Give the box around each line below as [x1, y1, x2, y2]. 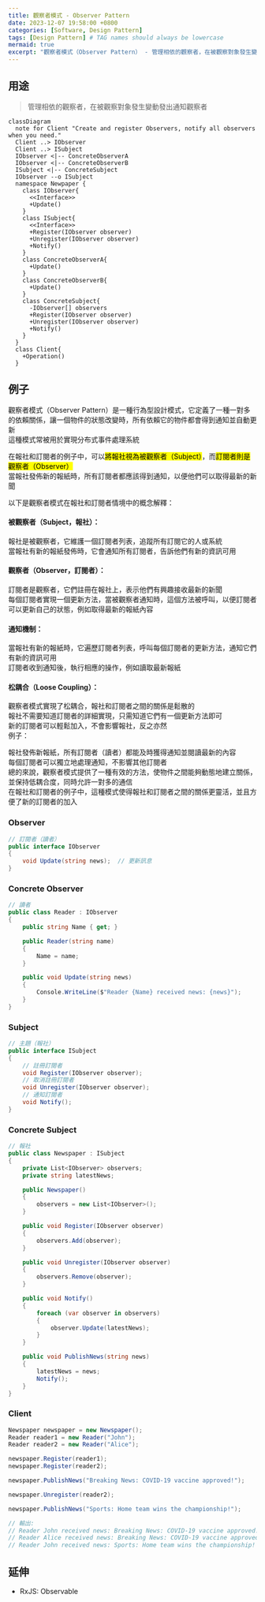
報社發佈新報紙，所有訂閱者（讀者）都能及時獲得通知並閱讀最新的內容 [8, 747, 237, 758]
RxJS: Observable [19, 1586, 79, 1596]
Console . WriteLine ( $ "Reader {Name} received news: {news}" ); [36, 988, 242, 997]
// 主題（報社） [8, 1039, 54, 1048]
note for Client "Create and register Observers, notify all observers [15, 124, 256, 133]
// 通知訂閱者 [22, 1091, 63, 1099]
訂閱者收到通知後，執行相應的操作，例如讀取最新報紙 [8, 663, 181, 672]
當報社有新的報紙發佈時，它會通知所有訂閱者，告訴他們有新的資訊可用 [8, 546, 237, 556]
